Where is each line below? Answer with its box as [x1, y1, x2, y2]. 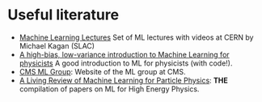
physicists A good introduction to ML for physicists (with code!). [19, 58, 233, 68]
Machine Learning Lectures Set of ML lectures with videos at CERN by [19, 32, 254, 42]
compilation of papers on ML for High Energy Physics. [19, 83, 200, 94]
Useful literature [7, 6, 119, 24]
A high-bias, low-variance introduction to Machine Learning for [19, 49, 230, 59]
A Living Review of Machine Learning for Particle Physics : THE [19, 75, 228, 85]
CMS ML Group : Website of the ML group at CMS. [19, 66, 186, 76]
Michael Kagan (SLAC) [19, 40, 95, 50]
